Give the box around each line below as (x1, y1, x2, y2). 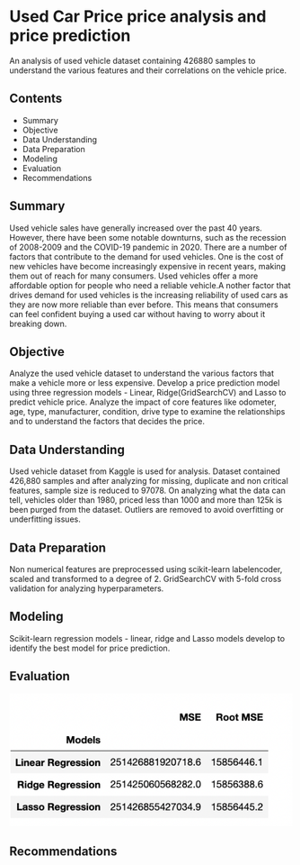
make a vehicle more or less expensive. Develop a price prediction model (9, 378, 280, 388)
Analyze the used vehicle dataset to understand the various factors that (9, 368, 274, 379)
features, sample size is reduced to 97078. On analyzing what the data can (9, 485, 286, 496)
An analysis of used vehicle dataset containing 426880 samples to (9, 55, 256, 66)
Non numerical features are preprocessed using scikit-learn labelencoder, (9, 564, 283, 574)
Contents (9, 91, 63, 106)
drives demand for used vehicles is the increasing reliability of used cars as (9, 289, 289, 300)
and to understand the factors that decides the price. (9, 416, 205, 427)
